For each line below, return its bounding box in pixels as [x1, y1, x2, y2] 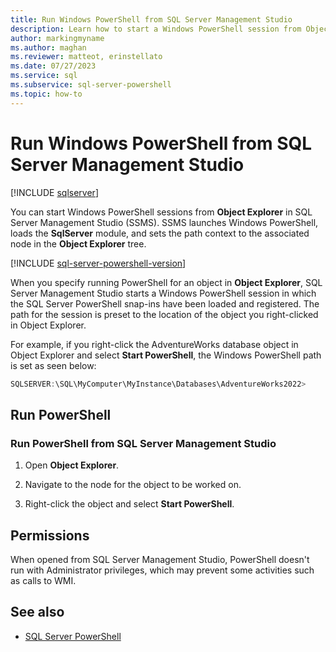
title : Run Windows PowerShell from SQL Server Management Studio [10, 14, 293, 25]
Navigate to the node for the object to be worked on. [24, 479, 242, 491]
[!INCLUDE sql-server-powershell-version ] [10, 257, 187, 269]
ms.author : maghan [10, 42, 87, 53]
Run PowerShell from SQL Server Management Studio [10, 436, 277, 450]
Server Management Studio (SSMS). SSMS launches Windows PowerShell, [10, 216, 319, 228]
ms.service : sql [10, 71, 78, 81]
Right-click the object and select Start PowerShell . [24, 498, 235, 510]
